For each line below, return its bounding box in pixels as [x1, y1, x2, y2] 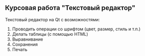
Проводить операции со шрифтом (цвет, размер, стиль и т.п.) [12, 26, 141, 32]
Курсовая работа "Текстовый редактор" [5, 4, 136, 12]
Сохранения [12, 41, 38, 47]
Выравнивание [12, 36, 43, 42]
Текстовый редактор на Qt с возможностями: [5, 16, 100, 22]
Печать [12, 46, 28, 52]
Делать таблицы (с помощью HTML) [12, 31, 89, 37]
